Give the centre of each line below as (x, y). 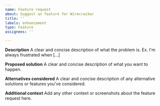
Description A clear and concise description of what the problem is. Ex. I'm (80, 50)
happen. (13, 69)
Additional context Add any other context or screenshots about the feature (80, 93)
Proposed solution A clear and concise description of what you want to (77, 64)
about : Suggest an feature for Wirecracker (50, 14)
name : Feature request (28, 9)
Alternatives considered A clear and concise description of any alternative (80, 79)
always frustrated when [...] (32, 55)
